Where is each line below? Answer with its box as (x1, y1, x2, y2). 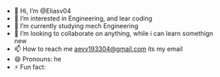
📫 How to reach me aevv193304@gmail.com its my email (13, 45, 183, 53)
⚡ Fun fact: (13, 63, 46, 71)
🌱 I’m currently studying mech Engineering (13, 22, 139, 30)
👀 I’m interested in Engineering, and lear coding (13, 14, 153, 23)
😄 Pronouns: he (13, 55, 62, 63)
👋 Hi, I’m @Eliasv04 (13, 7, 71, 15)
